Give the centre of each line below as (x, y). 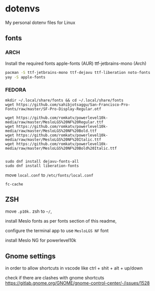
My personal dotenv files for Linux (40, 22)
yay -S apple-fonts (25, 77)
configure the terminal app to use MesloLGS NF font (57, 231)
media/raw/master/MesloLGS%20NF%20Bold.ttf (51, 131)
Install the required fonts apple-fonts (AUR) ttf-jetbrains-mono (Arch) (76, 63)
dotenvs (22, 9)
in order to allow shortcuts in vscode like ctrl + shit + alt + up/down (74, 268)
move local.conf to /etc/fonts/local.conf (49, 175)
